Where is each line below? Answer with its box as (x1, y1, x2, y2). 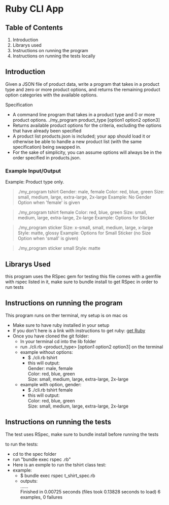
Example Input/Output (5, 167, 61, 174)
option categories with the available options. (5, 92, 98, 98)
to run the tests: (5, 441, 39, 447)
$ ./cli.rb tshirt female (27, 387, 73, 393)
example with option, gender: (20, 381, 82, 387)
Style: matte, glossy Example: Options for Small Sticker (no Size (17, 230, 151, 236)
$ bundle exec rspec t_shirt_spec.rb (20, 473, 95, 479)
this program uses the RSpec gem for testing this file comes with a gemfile (5, 273, 161, 279)
